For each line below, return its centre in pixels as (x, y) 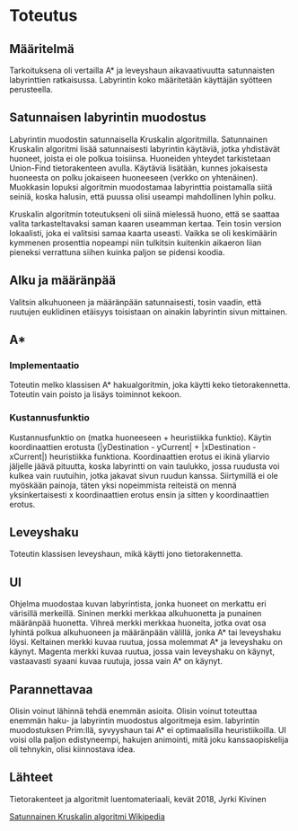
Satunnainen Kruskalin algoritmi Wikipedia (88, 816)
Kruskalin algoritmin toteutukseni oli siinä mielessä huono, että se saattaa (145, 214)
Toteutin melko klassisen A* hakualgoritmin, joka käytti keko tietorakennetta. (150, 385)
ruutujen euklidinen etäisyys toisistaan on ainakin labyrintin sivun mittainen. (149, 312)
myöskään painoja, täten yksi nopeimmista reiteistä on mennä (123, 485)
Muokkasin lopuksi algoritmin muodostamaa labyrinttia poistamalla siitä (141, 187)
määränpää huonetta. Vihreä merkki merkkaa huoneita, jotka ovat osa (138, 623)
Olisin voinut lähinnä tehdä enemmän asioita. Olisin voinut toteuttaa (133, 712)
